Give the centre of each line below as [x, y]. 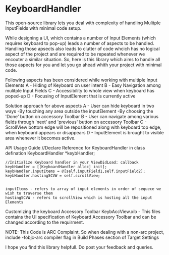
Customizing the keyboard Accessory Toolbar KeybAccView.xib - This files [83, 211]
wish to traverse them [29, 193]
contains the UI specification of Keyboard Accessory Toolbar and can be [81, 217]
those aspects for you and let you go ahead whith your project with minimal [83, 65]
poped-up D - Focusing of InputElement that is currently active [70, 96]
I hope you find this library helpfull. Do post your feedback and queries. [79, 247]
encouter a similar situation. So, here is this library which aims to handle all [83, 59]
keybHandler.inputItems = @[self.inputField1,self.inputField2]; [75, 171]
